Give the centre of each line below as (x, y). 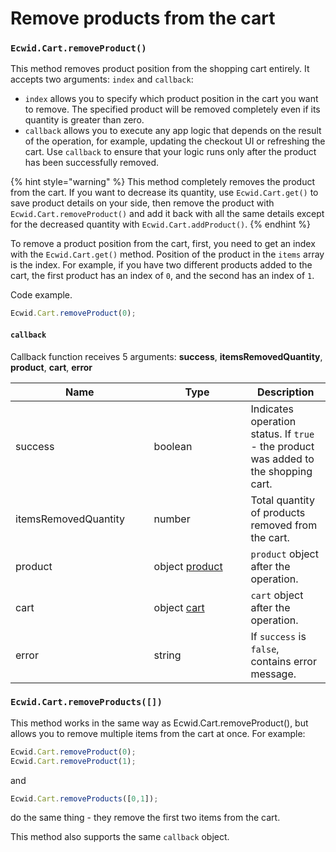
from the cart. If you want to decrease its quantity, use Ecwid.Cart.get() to (164, 193)
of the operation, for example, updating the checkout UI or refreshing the (175, 141)
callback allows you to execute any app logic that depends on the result (173, 131)
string (167, 655)
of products (278, 512)
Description (285, 392)
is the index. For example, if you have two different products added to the (161, 265)
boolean (173, 446)
